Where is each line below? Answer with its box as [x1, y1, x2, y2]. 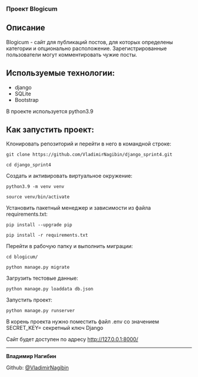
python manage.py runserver [6, 308, 75, 314]
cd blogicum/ [6, 254, 38, 260]
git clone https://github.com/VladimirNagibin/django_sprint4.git [6, 152, 173, 158]
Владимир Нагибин [6, 353, 57, 360]
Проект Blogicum [6, 5, 58, 13]
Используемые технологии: [6, 68, 115, 78]
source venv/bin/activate [6, 194, 70, 200]
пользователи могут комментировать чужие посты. [6, 51, 137, 58]
